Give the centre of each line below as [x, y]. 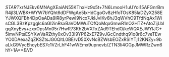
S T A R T [12, 7]
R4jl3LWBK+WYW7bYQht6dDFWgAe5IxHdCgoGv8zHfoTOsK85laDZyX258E [84, 13]
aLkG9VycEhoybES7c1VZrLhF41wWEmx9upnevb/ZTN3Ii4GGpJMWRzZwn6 [84, 45]
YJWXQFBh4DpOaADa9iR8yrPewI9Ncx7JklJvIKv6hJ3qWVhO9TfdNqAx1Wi [84, 18]
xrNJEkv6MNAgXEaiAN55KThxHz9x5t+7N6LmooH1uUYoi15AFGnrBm [92, 7]
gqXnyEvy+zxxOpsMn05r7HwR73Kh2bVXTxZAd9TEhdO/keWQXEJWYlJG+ [84, 29]
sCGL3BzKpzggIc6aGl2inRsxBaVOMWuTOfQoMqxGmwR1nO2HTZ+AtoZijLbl [85, 23]
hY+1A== [15, 50]
